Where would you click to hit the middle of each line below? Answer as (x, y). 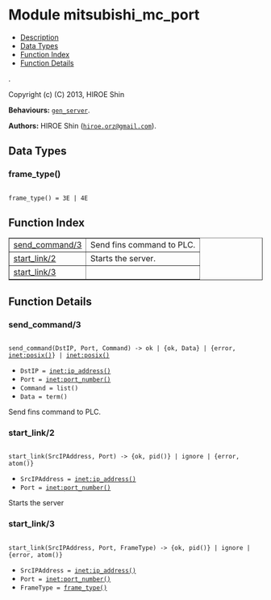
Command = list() (49, 389)
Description (39, 37)
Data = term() (44, 397)
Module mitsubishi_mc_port (104, 15)
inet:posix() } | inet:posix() (59, 356)
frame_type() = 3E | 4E (48, 198)
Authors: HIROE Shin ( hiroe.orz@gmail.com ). (83, 125)
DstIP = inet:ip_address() (65, 371)
